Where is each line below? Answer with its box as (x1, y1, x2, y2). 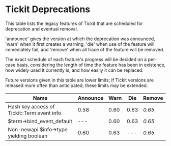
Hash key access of (8, 103, 55, 110)
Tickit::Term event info (8, 109, 62, 116)
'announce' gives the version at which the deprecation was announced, (5, 36, 155, 42)
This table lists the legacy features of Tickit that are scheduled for (5, 20, 144, 26)
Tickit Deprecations (5, 4, 91, 15)
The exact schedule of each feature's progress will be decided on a (5, 56, 147, 62)
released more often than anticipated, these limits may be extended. (5, 82, 148, 89)
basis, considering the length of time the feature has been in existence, (16, 62, 166, 68)
